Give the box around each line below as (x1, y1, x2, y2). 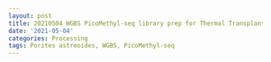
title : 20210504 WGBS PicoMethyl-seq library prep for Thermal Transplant (8, 19, 265, 27)
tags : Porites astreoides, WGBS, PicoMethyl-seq (8, 42, 175, 50)
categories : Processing (8, 34, 89, 43)
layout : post (8, 11, 52, 20)
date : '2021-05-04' (8, 27, 74, 35)
